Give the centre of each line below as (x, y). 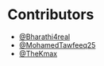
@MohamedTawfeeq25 (57, 45)
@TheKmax (38, 53)
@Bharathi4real (44, 37)
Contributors (51, 15)
